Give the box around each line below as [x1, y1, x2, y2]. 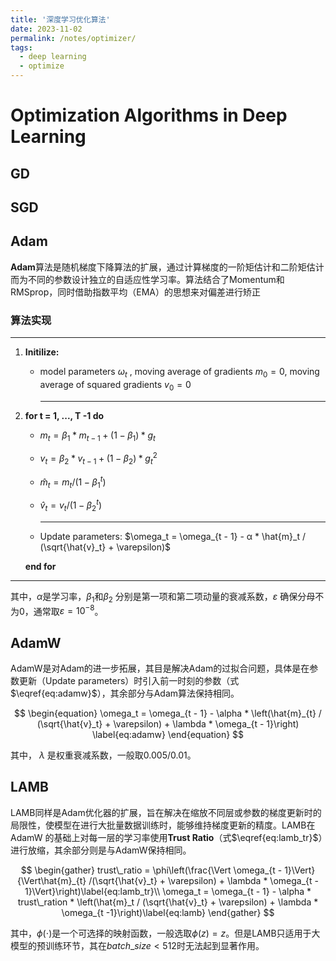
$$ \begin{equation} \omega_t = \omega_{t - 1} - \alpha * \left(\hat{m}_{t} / [14, 707, 322, 720]
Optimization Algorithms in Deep [10, 104, 288, 127]
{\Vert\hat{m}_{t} [17, 874, 87, 886]
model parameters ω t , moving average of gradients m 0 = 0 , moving [39, 366, 320, 380]
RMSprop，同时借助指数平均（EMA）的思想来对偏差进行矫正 [10, 286, 261, 298]
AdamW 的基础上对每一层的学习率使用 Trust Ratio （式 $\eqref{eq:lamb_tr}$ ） [10, 831, 323, 843]
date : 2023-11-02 [10, 24, 83, 34]
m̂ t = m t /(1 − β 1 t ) [39, 474, 107, 490]
